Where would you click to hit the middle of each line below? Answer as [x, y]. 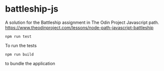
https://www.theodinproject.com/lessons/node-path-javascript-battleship [79, 27]
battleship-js [32, 9]
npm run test [18, 36]
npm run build [20, 54]
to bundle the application [30, 63]
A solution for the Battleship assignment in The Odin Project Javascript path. [82, 22]
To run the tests [21, 45]
